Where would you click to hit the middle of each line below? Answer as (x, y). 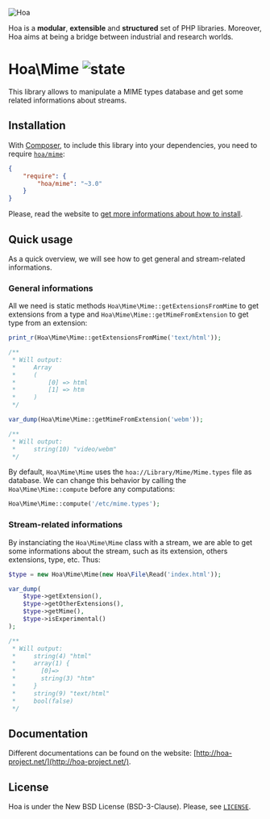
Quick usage (41, 239)
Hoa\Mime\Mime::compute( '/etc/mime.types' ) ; (84, 504)
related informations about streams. (68, 100)
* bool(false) (43, 701)
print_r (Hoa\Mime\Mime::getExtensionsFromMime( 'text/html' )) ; (115, 338)
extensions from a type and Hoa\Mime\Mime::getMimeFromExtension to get (129, 314)
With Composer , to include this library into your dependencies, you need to (133, 145)
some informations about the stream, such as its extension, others (118, 551)
